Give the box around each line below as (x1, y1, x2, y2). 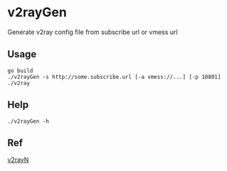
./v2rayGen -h (7, 118, 50, 125)
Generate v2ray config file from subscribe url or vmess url (7, 28, 178, 36)
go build (7, 67, 33, 75)
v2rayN (7, 155, 29, 164)
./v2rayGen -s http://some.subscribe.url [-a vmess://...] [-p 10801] (7, 73, 221, 80)
